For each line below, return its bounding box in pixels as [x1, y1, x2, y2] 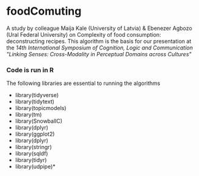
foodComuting [6, 4, 82, 18]
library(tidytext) [15, 98, 55, 105]
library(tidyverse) [15, 92, 59, 99]
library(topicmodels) [15, 105, 67, 112]
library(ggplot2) [15, 130, 55, 138]
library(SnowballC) [15, 117, 63, 125]
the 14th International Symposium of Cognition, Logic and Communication [6, 44, 194, 51]
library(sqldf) [15, 150, 48, 157]
